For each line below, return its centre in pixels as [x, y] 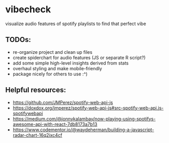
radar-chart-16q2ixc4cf [37, 135]
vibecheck [28, 9]
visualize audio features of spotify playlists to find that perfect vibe [76, 24]
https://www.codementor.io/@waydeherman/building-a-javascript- [83, 130]
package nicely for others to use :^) [50, 74]
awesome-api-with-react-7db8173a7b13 [55, 124]
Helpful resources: [36, 90]
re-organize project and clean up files [52, 52]
